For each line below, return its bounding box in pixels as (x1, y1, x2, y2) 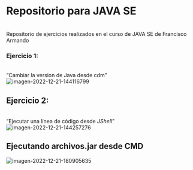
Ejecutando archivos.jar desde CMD (6, 141, 144, 151)
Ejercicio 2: (6, 95, 49, 105)
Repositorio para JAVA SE (6, 4, 137, 18)
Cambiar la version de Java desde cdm (8, 72, 105, 79)
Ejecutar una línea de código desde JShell (8, 118, 113, 125)
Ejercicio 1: (6, 51, 38, 60)
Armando (6, 37, 29, 44)
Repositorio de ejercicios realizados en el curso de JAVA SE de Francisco (6, 30, 187, 37)
